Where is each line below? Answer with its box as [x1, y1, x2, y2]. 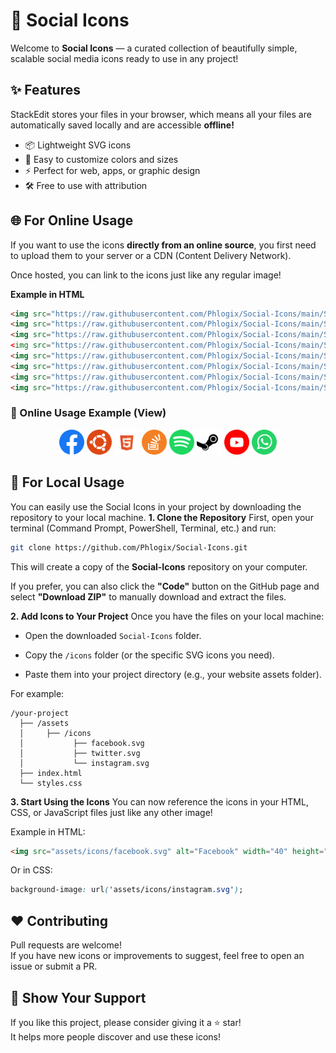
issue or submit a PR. [10, 960, 98, 973]
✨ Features [10, 82, 81, 99]
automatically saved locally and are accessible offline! [10, 119, 235, 131]
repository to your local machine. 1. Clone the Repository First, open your [10, 511, 314, 523]
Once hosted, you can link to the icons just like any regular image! [10, 269, 282, 281]
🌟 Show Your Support [10, 989, 147, 1006]
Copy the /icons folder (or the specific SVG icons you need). [24, 649, 275, 661]
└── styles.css [19, 778, 83, 788]
